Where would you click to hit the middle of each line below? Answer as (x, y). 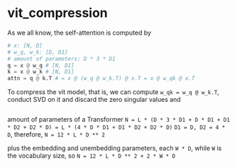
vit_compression (57, 13)
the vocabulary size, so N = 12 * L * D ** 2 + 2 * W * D (92, 156)
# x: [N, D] (25, 45)
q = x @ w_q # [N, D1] (41, 65)
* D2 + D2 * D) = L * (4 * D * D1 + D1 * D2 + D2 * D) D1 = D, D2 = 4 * (116, 128)
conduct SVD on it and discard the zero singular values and (94, 100)
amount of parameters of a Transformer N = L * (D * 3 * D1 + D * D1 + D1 (119, 120)
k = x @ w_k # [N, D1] (41, 72)
